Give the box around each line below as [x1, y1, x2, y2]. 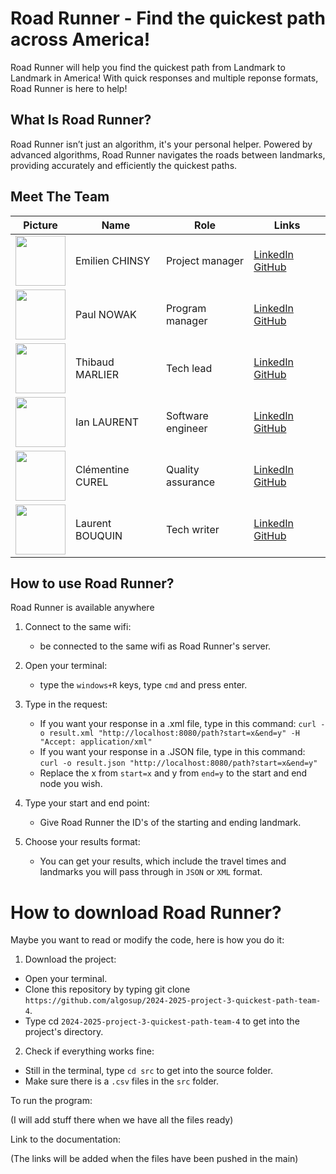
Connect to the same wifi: [24, 621, 132, 633]
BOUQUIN [75, 528, 123, 542]
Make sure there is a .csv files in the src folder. [24, 1075, 220, 1087]
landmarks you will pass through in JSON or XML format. [39, 866, 263, 878]
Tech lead [165, 361, 213, 375]
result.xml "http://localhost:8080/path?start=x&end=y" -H [48, 728, 300, 739]
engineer [165, 421, 208, 435]
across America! [10, 28, 151, 51]
